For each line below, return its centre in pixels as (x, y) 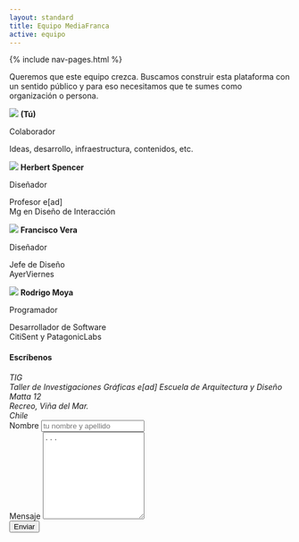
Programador (33, 310)
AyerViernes (32, 275)
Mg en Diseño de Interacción (62, 212)
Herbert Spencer (52, 167)
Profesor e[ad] (36, 202)
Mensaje (25, 516)
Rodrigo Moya (47, 292)
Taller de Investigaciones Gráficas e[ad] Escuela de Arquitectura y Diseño (146, 386)
